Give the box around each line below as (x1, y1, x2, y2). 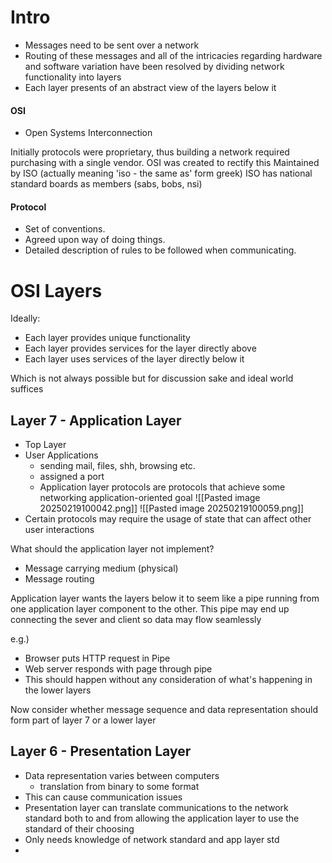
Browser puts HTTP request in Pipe (24, 652, 171, 665)
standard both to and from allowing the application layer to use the (24, 812, 300, 824)
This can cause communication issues (24, 791, 183, 803)
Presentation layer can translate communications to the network (24, 801, 289, 813)
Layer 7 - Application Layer (10, 412, 182, 429)
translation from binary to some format (39, 780, 200, 792)
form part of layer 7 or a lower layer (10, 714, 157, 726)
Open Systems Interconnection (24, 127, 153, 139)
